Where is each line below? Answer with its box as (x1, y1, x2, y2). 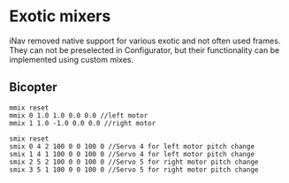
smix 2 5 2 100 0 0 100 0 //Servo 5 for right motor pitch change (9, 157, 259, 166)
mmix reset (9, 103, 49, 112)
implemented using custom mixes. (9, 54, 134, 65)
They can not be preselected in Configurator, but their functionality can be (9, 44, 280, 55)
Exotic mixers (9, 6, 111, 27)
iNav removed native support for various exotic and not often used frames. (9, 35, 281, 46)
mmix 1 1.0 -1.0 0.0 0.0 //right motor (9, 118, 156, 127)
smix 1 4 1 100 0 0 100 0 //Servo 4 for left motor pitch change (9, 149, 255, 158)
